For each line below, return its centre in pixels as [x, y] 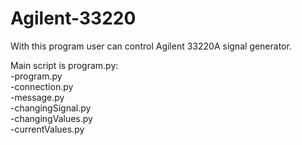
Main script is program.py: [64, 65]
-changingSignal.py [51, 108]
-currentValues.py [47, 129]
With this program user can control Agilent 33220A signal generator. [151, 46]
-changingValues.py [51, 118]
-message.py [37, 97]
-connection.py [42, 86]
